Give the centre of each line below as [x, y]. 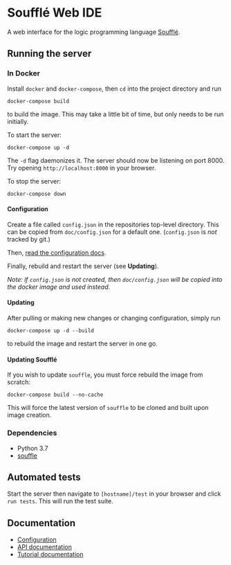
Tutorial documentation [50, 555]
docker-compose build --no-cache [55, 395]
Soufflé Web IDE [55, 13]
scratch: [19, 382]
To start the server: [35, 135]
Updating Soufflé [32, 359]
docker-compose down [37, 194]
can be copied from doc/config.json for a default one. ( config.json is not [112, 232]
